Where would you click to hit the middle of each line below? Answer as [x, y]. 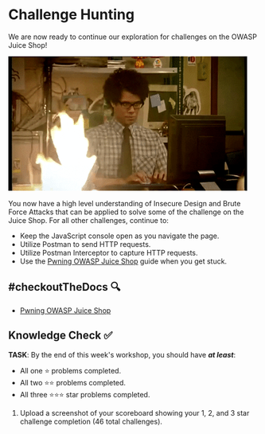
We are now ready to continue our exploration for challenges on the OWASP [132, 37]
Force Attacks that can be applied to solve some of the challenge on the [126, 212]
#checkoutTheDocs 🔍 [64, 287]
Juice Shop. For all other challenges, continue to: [89, 220]
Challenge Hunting [72, 15]
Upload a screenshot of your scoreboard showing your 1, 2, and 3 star [134, 412]
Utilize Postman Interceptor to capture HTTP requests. [109, 252]
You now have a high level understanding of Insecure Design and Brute [125, 203]
